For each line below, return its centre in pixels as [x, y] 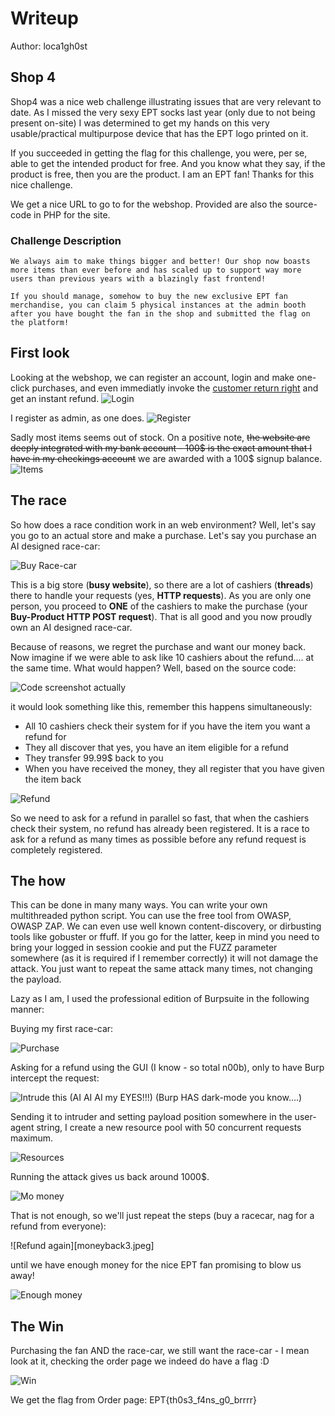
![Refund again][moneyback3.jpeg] [82, 1246]
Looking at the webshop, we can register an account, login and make [152, 377]
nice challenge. [41, 184]
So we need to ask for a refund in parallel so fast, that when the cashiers [160, 818]
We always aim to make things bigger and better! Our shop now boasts [160, 262]
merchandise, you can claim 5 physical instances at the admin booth [158, 305]
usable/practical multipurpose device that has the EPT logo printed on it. [159, 133]
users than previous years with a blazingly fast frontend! [138, 279]
